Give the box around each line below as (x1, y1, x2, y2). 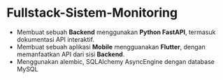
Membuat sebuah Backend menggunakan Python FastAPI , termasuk (16, 28, 216, 36)
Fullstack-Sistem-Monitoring (6, 5, 178, 21)
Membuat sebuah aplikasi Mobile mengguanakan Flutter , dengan (16, 42, 206, 51)
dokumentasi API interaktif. (16, 35, 95, 43)
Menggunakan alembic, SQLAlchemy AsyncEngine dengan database (16, 57, 215, 65)
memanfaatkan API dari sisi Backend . (16, 50, 125, 58)
